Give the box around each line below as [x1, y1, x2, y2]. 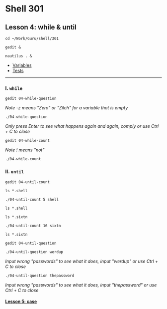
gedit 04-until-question [5, 241, 57, 246]
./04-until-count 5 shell [5, 197, 59, 202]
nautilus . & [5, 53, 32, 58]
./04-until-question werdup [5, 249, 64, 255]
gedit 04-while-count [5, 138, 50, 143]
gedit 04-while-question [5, 96, 57, 101]
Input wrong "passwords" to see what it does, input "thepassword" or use [5, 282, 157, 288]
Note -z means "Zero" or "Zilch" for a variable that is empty [5, 105, 128, 111]
